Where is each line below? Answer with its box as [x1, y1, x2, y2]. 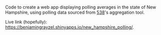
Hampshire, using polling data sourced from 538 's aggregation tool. [5, 9, 145, 15]
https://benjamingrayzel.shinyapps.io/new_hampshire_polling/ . [5, 24, 134, 30]
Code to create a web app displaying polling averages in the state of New [5, 4, 156, 10]
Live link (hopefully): [5, 19, 47, 25]
